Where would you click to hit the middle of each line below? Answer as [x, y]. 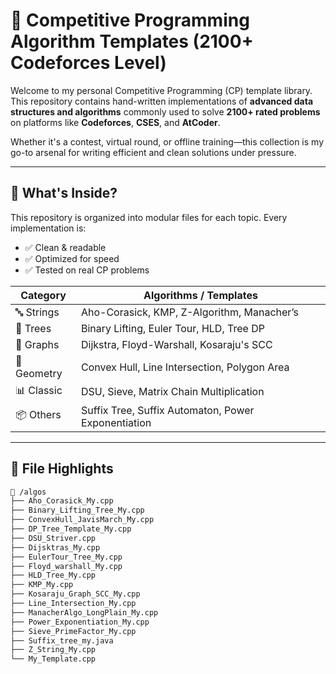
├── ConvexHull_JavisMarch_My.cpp [82, 520]
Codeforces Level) [88, 63]
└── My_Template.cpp [53, 659]
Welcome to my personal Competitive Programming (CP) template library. [161, 90]
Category [43, 295]
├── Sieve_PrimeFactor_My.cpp [73, 631]
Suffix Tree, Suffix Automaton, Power [167, 410]
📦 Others [38, 415]
